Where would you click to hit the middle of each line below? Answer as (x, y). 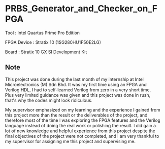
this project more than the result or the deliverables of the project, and (76, 115)
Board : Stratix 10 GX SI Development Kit (46, 52)
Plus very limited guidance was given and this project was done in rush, (78, 95)
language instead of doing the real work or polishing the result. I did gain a (81, 125)
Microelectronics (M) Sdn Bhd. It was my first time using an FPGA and (76, 84)
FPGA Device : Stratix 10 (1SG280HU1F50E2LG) (53, 42)
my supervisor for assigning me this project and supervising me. (70, 141)
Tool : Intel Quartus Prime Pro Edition (42, 33)
